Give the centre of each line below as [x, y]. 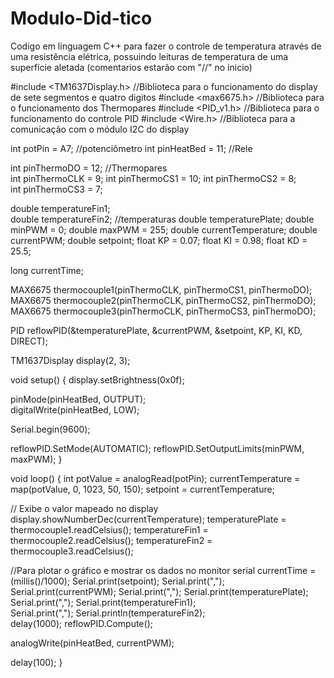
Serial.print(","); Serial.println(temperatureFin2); [108, 613]
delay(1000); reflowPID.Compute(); [81, 623]
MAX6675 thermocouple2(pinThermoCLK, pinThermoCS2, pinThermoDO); [163, 300]
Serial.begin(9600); [50, 429]
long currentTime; [47, 270]
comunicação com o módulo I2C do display [100, 129]
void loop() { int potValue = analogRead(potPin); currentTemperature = [155, 478]
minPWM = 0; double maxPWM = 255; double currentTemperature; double [164, 229]
